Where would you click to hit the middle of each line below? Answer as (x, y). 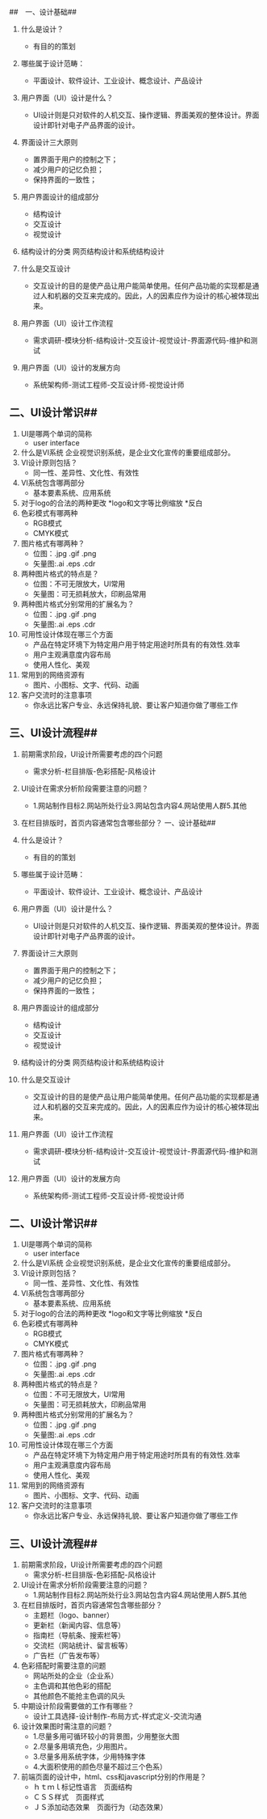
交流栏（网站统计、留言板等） (82, 1646)
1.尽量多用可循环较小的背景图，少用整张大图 (106, 1737)
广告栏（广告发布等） (68, 1656)
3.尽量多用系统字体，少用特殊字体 (89, 1757)
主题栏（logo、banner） (73, 1615)
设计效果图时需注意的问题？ (67, 1726)
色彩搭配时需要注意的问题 (63, 1666)
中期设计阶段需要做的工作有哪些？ (77, 1706)
